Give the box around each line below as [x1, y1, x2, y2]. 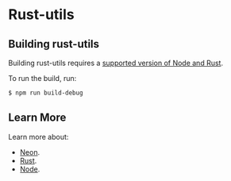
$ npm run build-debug [8, 89, 83, 97]
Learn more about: [8, 132, 69, 141]
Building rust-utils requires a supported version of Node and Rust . [8, 58, 224, 67]
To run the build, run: [8, 74, 77, 83]
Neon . [19, 147, 40, 156]
